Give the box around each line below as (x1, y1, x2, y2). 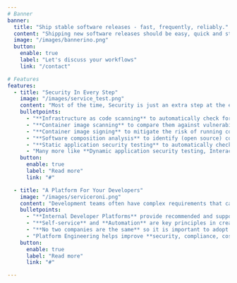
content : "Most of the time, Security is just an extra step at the (20, 102, 226, 109)
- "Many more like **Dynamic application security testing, (25, 147, 207, 155)
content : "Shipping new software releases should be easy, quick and (13, 30, 222, 37)
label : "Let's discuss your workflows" (20, 56, 138, 64)
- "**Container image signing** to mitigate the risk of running (25, 128, 222, 135)
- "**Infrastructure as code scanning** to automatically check (25, 115, 219, 122)
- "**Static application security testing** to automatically (25, 141, 213, 148)
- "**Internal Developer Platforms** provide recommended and (25, 213, 213, 220)
